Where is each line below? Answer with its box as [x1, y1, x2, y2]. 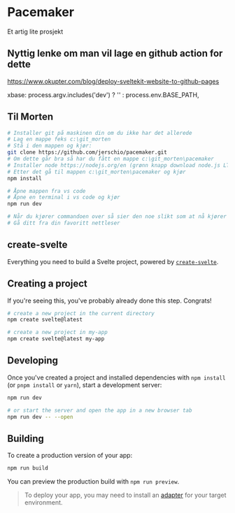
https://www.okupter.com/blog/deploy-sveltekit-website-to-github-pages [7, 77, 220, 85]
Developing [7, 354, 58, 367]
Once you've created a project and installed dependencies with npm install [7, 373, 226, 382]
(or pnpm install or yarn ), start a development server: [7, 380, 162, 389]
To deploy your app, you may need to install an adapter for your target [24, 491, 227, 500]
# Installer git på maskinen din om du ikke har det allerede [7, 129, 192, 136]
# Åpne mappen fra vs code [7, 187, 86, 194]
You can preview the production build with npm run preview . [7, 477, 180, 486]
